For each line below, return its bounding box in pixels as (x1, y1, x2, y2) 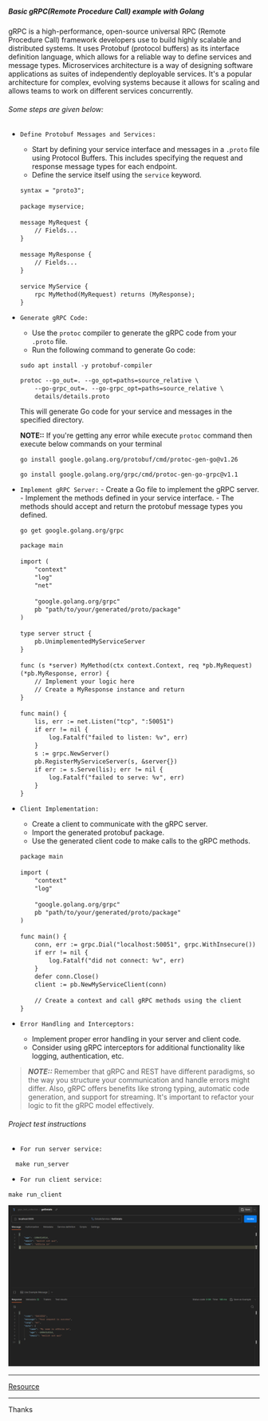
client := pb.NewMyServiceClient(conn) (34, 981, 167, 989)
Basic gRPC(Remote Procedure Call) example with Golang (8, 6, 205, 16)
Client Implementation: (19, 805, 100, 814)
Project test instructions (8, 1119, 87, 1128)
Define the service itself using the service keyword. (31, 170, 202, 180)
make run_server (15, 1160, 69, 1168)
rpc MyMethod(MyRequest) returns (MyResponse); (34, 290, 195, 299)
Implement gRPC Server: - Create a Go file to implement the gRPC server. (19, 485, 259, 494)
